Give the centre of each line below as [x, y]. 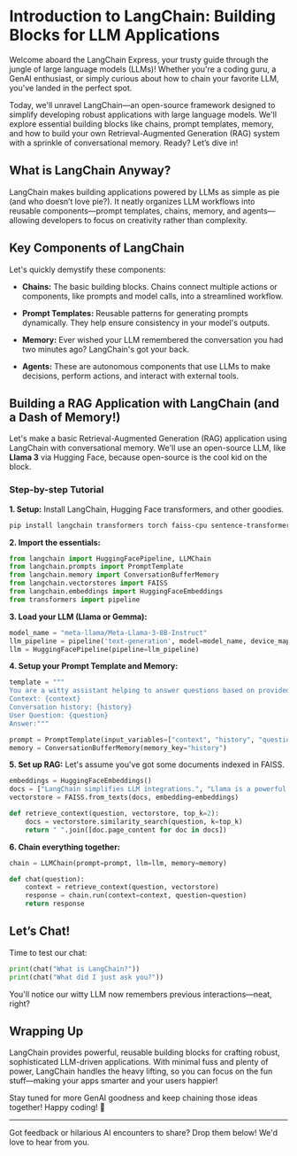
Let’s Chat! [40, 931]
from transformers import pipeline [75, 600]
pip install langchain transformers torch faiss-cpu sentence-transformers [152, 525]
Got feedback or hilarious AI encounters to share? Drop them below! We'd [144, 1133]
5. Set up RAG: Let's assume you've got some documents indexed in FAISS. [147, 764]
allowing [24, 220]
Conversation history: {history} [71, 707]
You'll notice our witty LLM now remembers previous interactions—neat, [141, 994]
